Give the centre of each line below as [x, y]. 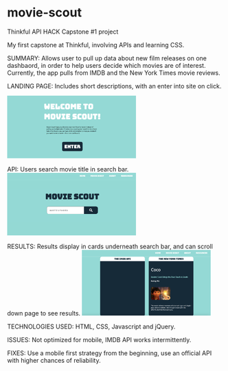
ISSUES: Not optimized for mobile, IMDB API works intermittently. [99, 339]
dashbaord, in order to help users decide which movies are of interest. [106, 65]
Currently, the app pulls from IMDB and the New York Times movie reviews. [114, 73]
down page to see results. [44, 313]
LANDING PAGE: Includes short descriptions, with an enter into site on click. [114, 86]
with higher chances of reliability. [54, 360]
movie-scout [45, 13]
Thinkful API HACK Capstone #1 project [63, 32]
